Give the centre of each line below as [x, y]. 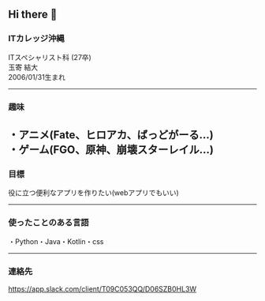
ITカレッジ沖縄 [36, 39]
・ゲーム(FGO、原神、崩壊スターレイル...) [111, 150]
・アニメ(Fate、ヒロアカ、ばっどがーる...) [111, 135]
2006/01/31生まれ [37, 77]
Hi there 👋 [33, 15]
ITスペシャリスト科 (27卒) [50, 57]
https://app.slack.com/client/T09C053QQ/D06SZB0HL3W [103, 288]
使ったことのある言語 [49, 223]
